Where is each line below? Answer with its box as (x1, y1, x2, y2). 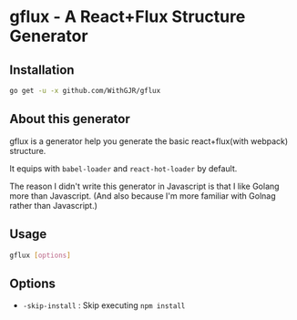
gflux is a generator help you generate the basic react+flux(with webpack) (9, 135, 289, 147)
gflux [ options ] (9, 251, 71, 260)
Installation (9, 62, 75, 77)
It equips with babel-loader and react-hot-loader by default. (9, 162, 238, 174)
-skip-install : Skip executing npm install (22, 300, 186, 311)
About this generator (9, 111, 130, 127)
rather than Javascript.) (9, 200, 98, 211)
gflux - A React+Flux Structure (9, 6, 246, 27)
